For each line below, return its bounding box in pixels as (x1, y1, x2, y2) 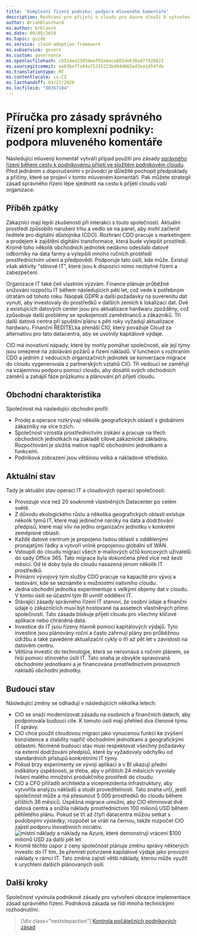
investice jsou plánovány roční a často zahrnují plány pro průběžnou (14, 630, 180, 637)
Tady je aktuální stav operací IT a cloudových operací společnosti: (6, 487, 166, 494)
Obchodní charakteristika (6, 390, 101, 400)
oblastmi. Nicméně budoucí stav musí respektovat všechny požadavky (14, 742, 185, 750)
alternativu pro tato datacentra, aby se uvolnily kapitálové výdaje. (6, 330, 164, 337)
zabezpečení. (6, 269, 39, 276)
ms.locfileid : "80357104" (6, 85, 69, 91)
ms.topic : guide (6, 36, 46, 42)
